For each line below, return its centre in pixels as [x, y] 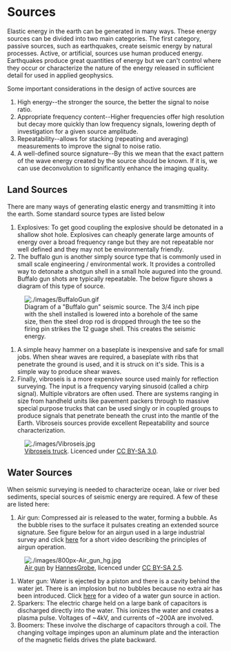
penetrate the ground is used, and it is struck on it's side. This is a [111, 364]
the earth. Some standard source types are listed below [86, 214]
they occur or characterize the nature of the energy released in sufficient [111, 68]
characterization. [41, 430]
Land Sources [37, 190]
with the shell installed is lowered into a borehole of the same [111, 314]
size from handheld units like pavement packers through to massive [113, 401]
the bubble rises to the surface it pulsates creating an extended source [118, 525]
